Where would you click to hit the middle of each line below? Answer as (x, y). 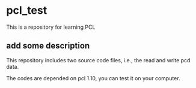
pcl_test (27, 10)
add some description (48, 46)
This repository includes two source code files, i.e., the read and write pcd (98, 60)
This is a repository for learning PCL (51, 27)
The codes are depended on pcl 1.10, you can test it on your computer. (93, 78)
